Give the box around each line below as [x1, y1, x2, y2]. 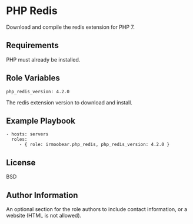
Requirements [6, 40, 59, 50]
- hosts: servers [6, 131, 49, 137]
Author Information [6, 190, 78, 200]
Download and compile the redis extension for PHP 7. [6, 23, 135, 30]
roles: [11, 137, 28, 142]
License [6, 157, 36, 168]
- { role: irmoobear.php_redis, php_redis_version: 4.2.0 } [19, 142, 169, 148]
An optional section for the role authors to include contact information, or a [6, 206, 188, 212]
